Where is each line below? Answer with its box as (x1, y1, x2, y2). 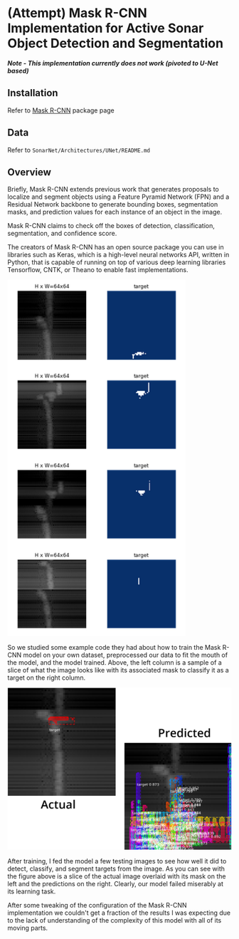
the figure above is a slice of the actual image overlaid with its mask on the (7, 872, 226, 881)
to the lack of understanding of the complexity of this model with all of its (7, 916, 222, 925)
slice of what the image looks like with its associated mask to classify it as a (7, 666, 229, 675)
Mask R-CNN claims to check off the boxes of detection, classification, (7, 222, 215, 230)
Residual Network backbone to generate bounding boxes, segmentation (7, 200, 218, 209)
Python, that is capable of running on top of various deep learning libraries (7, 258, 226, 266)
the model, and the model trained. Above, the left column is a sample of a (7, 658, 222, 667)
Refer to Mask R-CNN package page (7, 105, 115, 115)
